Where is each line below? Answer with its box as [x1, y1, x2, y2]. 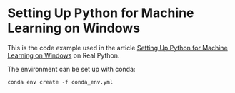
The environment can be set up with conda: [7, 65, 136, 73]
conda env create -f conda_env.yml [7, 78, 114, 86]
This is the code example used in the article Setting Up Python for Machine [7, 43, 229, 52]
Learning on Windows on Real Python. [7, 51, 120, 60]
